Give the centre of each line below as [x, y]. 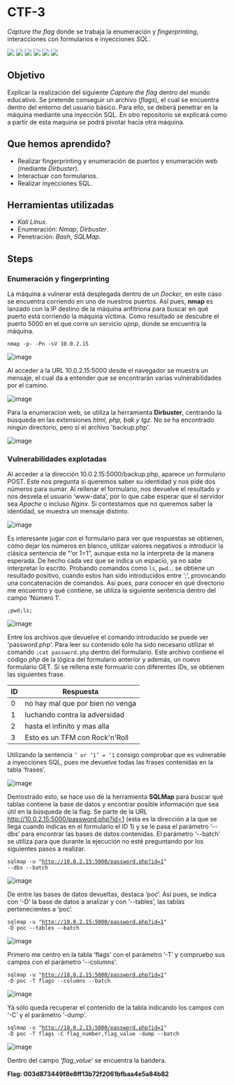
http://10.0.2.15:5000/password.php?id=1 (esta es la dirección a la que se [112, 819]
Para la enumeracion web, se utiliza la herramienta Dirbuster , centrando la [115, 413]
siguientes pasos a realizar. [46, 849]
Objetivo [26, 75]
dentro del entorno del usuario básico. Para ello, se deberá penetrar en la [113, 107]
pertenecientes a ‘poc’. [40, 909]
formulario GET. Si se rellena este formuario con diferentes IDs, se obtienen [116, 667]
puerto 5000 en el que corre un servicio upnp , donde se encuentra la [107, 324]
